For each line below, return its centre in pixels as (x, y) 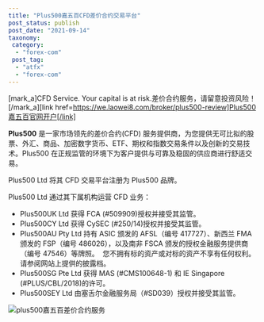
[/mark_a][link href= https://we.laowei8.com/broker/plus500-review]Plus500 (132, 107)
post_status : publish (44, 23)
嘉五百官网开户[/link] (42, 117)
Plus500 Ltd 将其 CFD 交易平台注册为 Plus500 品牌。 (95, 180)
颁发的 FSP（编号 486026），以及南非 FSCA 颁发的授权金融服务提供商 (134, 243)
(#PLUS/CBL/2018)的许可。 (65, 283)
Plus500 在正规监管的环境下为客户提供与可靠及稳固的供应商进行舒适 (134, 153)
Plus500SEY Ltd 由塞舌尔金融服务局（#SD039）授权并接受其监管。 (130, 293)
